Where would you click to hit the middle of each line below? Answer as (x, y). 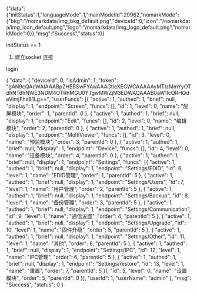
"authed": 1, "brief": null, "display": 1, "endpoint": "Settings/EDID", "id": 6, (95, 168)
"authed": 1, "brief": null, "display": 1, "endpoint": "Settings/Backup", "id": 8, (98, 196)
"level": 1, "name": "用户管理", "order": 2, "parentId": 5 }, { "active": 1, (90, 189)
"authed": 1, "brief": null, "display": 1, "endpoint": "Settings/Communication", (98, 209)
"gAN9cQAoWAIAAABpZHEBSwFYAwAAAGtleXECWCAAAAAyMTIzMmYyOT (98, 87)
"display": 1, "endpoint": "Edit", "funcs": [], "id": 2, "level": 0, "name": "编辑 (96, 121)
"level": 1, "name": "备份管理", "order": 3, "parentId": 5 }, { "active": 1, (90, 202)
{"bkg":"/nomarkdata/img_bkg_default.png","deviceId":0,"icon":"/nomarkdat (98, 21)
